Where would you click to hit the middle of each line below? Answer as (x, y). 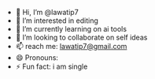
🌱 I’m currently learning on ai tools (71, 29)
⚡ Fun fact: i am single (52, 66)
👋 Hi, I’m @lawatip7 (47, 12)
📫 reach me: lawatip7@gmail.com (71, 46)
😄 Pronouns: (37, 58)
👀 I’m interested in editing (57, 21)
